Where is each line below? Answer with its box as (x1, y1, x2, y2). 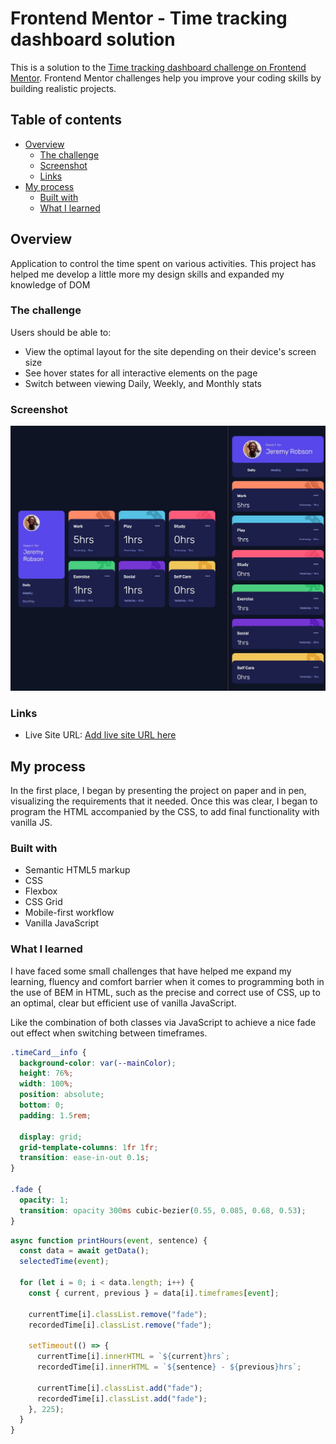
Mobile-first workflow (24, 907, 115, 919)
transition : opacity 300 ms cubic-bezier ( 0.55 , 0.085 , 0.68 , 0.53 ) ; (19, 1205, 307, 1216)
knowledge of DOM (10, 278, 91, 291)
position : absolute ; (19, 1090, 105, 1100)
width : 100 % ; (19, 1079, 74, 1089)
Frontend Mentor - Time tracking (10, 7, 288, 30)
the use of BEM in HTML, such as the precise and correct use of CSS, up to (10, 986, 321, 998)
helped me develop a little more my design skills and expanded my (10, 268, 285, 280)
